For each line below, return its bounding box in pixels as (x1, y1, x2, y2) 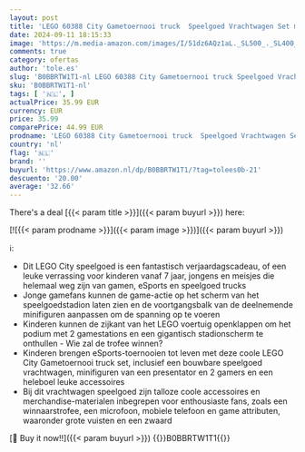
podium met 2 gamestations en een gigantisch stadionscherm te (22, 329, 264, 339)
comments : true (9, 47, 67, 56)
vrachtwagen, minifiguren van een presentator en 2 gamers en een (22, 367, 274, 378)
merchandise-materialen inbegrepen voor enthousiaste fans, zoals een (22, 396, 288, 407)
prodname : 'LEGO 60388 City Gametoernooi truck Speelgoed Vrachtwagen (9, 132, 286, 141)
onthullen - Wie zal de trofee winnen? (22, 338, 163, 349)
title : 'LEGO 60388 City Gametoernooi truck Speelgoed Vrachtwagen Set (9, 22, 290, 31)
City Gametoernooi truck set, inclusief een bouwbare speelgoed (22, 358, 263, 368)
